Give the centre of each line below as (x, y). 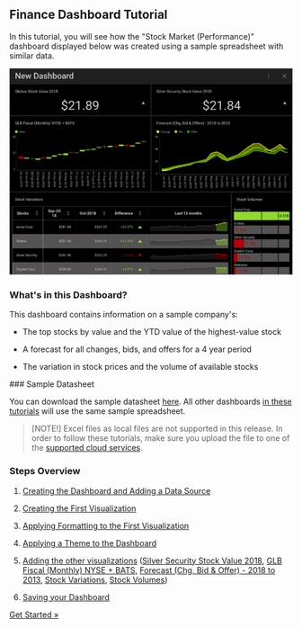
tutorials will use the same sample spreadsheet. (98, 411)
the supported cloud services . (87, 448)
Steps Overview (45, 471)
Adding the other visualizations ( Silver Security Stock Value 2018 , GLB (152, 561)
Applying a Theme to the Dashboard (89, 543)
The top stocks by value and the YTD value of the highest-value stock (151, 332)
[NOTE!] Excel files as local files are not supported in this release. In (157, 429)
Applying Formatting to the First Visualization (106, 525)
